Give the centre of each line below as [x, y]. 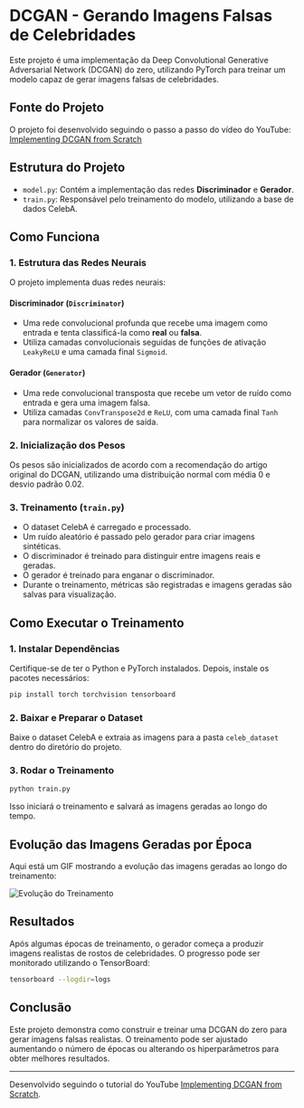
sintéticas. [42, 546]
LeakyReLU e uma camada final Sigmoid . [95, 352]
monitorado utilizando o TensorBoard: [80, 962]
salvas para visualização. [69, 594]
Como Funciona [55, 237]
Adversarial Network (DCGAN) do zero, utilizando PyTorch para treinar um [148, 70]
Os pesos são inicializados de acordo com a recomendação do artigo [138, 464]
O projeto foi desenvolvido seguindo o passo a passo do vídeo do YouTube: [150, 129]
